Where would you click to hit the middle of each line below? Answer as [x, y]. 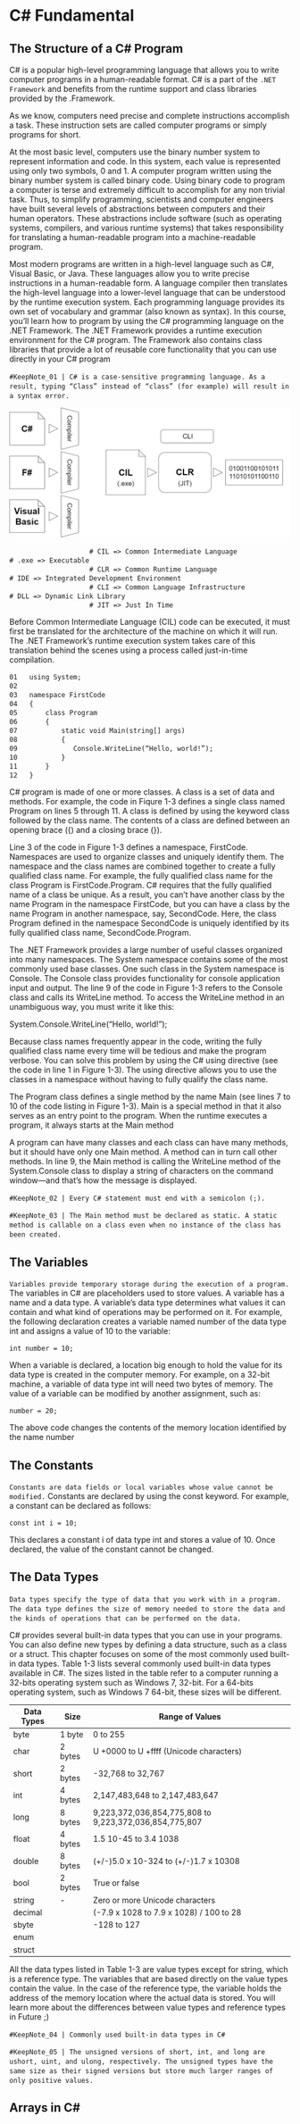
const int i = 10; [43, 1523]
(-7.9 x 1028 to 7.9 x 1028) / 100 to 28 [167, 1912]
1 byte [71, 1734]
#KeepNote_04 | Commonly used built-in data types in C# [117, 2035]
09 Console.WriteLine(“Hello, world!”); [112, 749]
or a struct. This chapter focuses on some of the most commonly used [139, 1653]
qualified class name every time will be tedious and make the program [138, 1051]
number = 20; [33, 1412]
